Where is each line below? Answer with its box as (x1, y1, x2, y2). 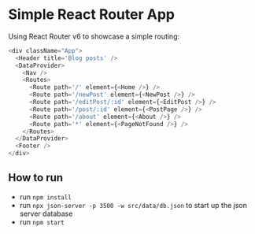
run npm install (19, 191, 72, 202)
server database (19, 209, 73, 218)
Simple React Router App (8, 6, 176, 24)
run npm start (19, 217, 65, 226)
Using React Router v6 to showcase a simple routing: (8, 32, 180, 41)
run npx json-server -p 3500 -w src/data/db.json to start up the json (19, 200, 248, 210)
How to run (8, 171, 64, 184)
